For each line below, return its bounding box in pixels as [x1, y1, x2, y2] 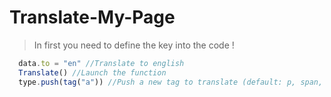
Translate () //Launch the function [18, 67, 167, 78]
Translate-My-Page [9, 6, 176, 29]
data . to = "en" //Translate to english [18, 58, 185, 68]
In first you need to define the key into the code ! [33, 39, 235, 51]
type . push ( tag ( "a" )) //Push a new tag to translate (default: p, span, [18, 77, 324, 87]
